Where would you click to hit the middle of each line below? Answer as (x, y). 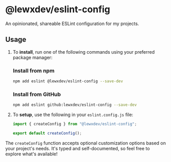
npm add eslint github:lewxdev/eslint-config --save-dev (75, 105)
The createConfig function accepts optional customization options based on (86, 143)
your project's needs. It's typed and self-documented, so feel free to (78, 148)
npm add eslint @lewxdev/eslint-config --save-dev (68, 81)
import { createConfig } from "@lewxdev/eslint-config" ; (75, 124)
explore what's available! (31, 154)
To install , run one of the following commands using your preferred (84, 52)
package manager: (33, 57)
